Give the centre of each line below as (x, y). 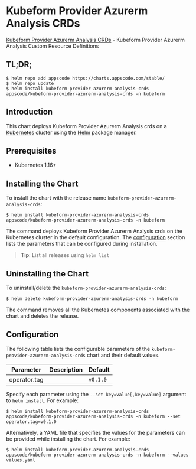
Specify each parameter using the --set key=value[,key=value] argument (96, 394)
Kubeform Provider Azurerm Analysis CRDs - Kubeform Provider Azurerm (95, 40)
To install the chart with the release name (56, 198)
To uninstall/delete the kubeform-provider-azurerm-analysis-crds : (86, 288)
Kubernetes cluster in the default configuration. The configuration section (96, 237)
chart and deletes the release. (43, 316)
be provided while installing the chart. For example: (68, 439)
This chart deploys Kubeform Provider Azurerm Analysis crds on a (86, 126)
